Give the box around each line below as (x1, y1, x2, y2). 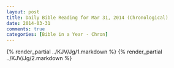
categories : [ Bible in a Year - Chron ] (6, 32, 108, 38)
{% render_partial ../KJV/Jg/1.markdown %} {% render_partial (6, 48, 162, 55)
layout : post (6, 8, 40, 15)
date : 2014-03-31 (6, 20, 51, 26)
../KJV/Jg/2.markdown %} (6, 55, 72, 62)
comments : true (6, 25, 45, 32)
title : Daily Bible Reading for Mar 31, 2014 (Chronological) (6, 15, 168, 21)
